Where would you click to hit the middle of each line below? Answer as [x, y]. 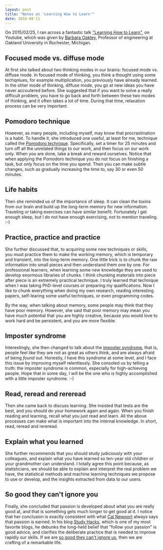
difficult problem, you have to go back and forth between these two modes [80, 96]
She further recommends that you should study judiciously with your [74, 454]
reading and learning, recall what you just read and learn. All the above [76, 416]
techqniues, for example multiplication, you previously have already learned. [81, 80]
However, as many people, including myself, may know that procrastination [80, 133]
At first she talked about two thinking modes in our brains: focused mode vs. [81, 70]
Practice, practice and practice [53, 237]
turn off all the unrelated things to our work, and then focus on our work [77, 148]
